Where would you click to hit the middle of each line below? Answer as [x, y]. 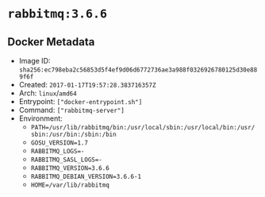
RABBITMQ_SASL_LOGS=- [66, 160]
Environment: [40, 118]
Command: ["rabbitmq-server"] [71, 110]
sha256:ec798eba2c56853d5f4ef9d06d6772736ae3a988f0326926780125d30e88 [138, 70]
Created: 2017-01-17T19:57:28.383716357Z [87, 85]
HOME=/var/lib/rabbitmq [70, 185]
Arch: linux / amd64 [48, 93]
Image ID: [35, 61]
